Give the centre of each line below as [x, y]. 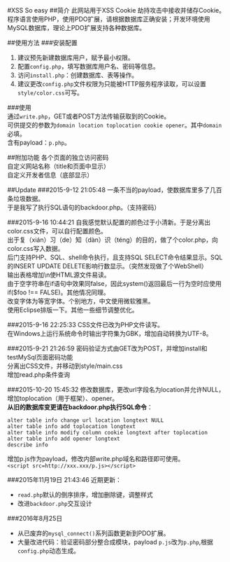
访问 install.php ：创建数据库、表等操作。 [78, 75]
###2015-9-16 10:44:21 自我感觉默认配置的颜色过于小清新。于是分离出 [109, 222]
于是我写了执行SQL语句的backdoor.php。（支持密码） [84, 207]
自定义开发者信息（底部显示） [50, 175]
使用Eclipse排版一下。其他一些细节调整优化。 [73, 310]
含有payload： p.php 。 [39, 143]
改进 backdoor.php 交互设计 [55, 503]
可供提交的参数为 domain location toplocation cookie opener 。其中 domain [115, 125]
